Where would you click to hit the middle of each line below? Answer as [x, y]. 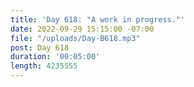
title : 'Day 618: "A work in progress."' [98, 19]
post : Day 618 [40, 47]
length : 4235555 [44, 66]
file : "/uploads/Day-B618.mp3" [75, 38]
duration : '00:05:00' [55, 57]
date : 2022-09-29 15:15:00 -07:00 [82, 29]
